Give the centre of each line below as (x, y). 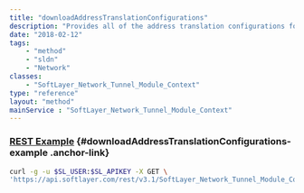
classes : (26, 77)
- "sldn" (42, 60)
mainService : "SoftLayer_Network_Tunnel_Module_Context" (121, 110)
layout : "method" (42, 101)
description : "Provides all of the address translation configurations (147, 26)
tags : (19, 43)
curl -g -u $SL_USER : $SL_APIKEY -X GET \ (89, 171)
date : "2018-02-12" (46, 34)
